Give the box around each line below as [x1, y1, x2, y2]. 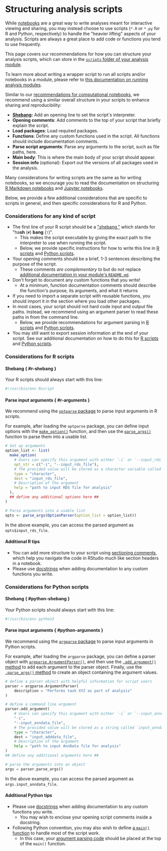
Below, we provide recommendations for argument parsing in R [19, 320, 149, 326]
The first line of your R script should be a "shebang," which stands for [12, 224, 156, 230]
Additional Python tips [5, 793, 52, 799]
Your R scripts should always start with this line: [5, 377, 103, 383]
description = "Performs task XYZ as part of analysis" [14, 688, 133, 693]
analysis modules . [5, 81, 42, 88]
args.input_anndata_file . [5, 781, 58, 787]
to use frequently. [5, 41, 41, 47]
